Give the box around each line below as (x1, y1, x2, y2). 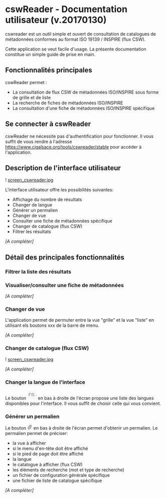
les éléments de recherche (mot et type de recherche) (12, 467, 124, 473)
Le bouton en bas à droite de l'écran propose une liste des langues (5, 395, 154, 401)
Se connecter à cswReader (5, 120, 91, 128)
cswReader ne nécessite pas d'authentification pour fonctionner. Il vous (5, 133, 154, 139)
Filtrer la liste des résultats (5, 268, 72, 275)
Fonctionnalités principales (5, 66, 93, 75)
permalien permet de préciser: (5, 431, 68, 437)
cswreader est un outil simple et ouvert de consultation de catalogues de (5, 31, 156, 37)
